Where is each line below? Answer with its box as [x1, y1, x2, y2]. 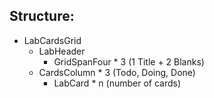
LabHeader [38, 45, 86, 57]
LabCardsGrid [23, 34, 82, 46]
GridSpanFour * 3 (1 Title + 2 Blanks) [53, 55, 205, 68]
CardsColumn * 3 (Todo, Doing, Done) [38, 66, 196, 78]
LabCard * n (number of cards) [53, 77, 182, 89]
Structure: [9, 8, 75, 25]
